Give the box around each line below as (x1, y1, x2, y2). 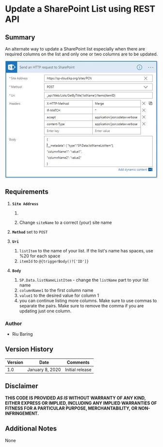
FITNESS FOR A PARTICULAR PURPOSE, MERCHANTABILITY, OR (5, 405, 138, 411)
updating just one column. (19, 308, 72, 314)
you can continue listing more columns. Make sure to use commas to (19, 298, 157, 304)
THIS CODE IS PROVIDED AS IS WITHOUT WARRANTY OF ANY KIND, (5, 395, 146, 401)
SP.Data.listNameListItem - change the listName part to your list (19, 277, 149, 283)
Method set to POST (12, 229, 48, 234)
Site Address (12, 201, 39, 206)
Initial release (65, 366, 92, 373)
